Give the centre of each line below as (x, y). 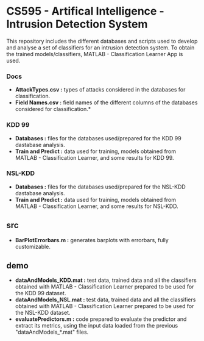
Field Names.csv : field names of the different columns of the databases (106, 102)
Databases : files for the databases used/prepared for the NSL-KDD (100, 187)
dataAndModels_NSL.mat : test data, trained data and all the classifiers (105, 300)
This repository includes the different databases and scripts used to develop (102, 41)
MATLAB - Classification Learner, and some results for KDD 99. (95, 157)
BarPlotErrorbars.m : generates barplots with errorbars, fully (92, 240)
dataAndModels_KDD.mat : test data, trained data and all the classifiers (106, 280)
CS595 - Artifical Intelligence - (85, 11)
